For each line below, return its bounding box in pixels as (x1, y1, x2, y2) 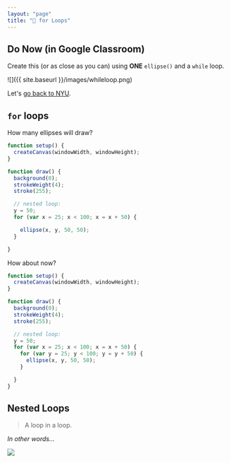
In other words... (7, 435, 55, 443)
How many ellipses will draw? (7, 129, 93, 137)
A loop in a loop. (24, 421, 73, 430)
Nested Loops (7, 402, 70, 414)
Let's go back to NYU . (7, 89, 72, 98)
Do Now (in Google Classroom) (7, 43, 145, 55)
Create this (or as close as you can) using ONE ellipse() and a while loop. (7, 61, 225, 71)
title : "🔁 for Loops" (7, 17, 71, 24)
